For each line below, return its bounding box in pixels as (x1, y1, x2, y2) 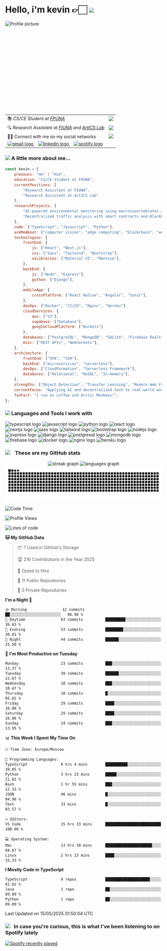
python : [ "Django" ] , (31, 277, 75, 282)
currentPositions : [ (14, 182, 57, 187)
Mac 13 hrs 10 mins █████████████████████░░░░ (5, 843, 162, 848)
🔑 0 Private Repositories (17, 587, 67, 593)
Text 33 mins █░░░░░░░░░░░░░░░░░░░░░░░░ (5, 801, 162, 806)
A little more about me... (11, 155, 71, 161)
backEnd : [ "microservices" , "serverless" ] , (23, 361, 114, 366)
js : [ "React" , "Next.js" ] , (31, 246, 88, 251)
